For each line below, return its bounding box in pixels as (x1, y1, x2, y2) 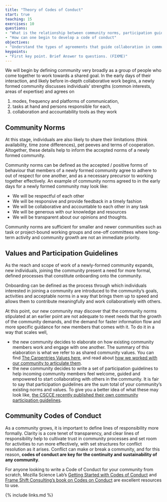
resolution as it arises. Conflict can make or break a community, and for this (5, 446, 160, 452)
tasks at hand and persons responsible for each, (12, 103, 112, 110)
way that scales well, (5, 329, 48, 335)
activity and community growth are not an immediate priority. (15, 235, 141, 241)
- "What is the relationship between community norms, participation (5, 30, 153, 35)
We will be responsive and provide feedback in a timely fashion (12, 198, 142, 205)
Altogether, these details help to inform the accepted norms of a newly (5, 147, 150, 153)
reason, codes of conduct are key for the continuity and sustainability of (5, 451, 158, 457)
